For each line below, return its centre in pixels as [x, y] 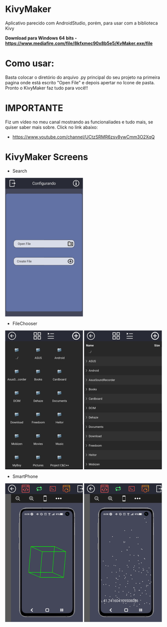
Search [20, 171]
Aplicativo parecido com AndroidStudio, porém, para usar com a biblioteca [82, 23]
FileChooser [25, 323]
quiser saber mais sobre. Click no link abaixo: [52, 127]
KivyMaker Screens [47, 157]
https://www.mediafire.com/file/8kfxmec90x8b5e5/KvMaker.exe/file [79, 43]
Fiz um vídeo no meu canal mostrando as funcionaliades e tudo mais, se [79, 122]
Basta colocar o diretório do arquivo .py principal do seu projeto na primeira [83, 77]
